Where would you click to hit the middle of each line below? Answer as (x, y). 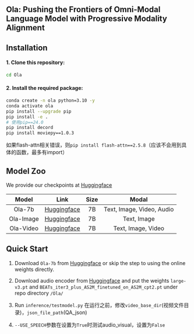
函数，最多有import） (42, 152)
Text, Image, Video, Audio (139, 209)
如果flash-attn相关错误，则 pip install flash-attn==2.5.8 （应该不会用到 (94, 145)
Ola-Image (24, 219)
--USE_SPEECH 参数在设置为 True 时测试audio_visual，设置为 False (90, 325)
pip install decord (30, 128)
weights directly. (34, 269)
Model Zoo (26, 171)
